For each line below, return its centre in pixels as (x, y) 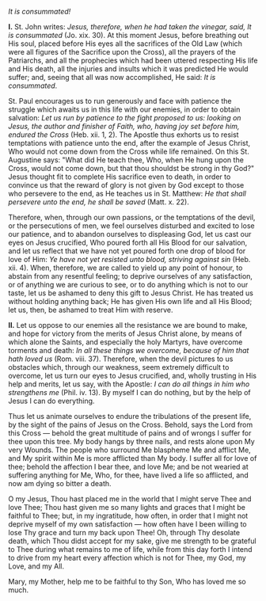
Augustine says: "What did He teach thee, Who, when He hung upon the (126, 160)
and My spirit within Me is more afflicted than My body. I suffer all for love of (133, 458)
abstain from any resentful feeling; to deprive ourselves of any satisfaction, (131, 276)
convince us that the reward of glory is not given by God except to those (126, 185)
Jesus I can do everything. (51, 401)
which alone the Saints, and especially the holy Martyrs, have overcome (125, 342)
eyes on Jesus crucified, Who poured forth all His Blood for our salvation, (128, 242)
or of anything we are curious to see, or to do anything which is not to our (128, 285)
